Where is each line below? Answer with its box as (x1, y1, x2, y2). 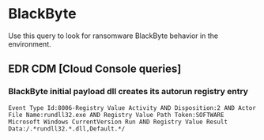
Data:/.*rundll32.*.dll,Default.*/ (8, 124, 126, 133)
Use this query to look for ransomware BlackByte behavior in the (8, 31, 219, 40)
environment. (8, 39, 51, 48)
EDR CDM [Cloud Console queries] (8, 62, 182, 76)
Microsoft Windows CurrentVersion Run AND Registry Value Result (8, 118, 228, 126)
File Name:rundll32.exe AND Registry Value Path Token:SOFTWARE (8, 111, 224, 119)
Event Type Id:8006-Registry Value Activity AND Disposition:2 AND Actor (8, 104, 257, 112)
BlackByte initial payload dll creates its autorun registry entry (8, 86, 249, 97)
